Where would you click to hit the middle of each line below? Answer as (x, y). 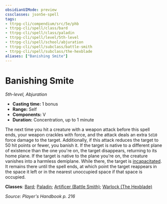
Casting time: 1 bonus (35, 104)
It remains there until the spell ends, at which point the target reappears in (81, 167)
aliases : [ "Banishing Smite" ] (37, 56)
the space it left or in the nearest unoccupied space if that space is (74, 172)
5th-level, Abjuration (26, 95)
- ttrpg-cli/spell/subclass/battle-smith (49, 47)
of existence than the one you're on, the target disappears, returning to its (81, 151)
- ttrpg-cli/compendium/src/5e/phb (42, 24)
